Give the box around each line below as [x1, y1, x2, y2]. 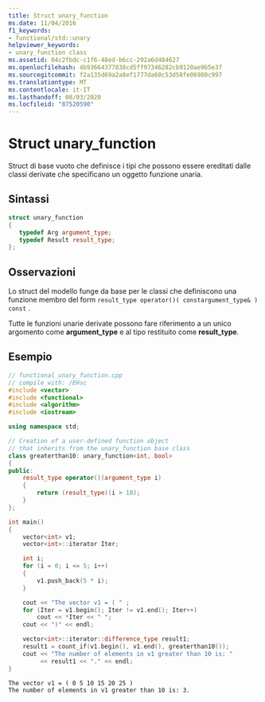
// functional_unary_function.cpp [8, 371, 123, 379]
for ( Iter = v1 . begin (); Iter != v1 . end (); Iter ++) [22, 606, 197, 614]
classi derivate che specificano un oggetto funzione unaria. [8, 170, 203, 179]
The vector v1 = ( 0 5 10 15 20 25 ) [8, 679, 134, 687]
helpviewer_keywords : [8, 41, 80, 49]
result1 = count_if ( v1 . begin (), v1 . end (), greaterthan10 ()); [22, 642, 229, 650]
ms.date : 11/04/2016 [8, 19, 77, 27]
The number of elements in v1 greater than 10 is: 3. [8, 686, 191, 694]
